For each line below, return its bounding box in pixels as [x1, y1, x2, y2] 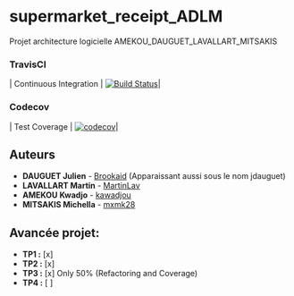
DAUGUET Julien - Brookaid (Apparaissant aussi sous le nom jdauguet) [21, 171, 286, 182]
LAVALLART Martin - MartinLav [21, 181, 140, 191]
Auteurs [9, 147, 56, 162]
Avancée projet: [9, 225, 100, 241]
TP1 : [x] [21, 249, 54, 260]
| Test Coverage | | [9, 121, 119, 131]
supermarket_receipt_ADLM [9, 6, 223, 27]
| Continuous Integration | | [9, 79, 161, 89]
